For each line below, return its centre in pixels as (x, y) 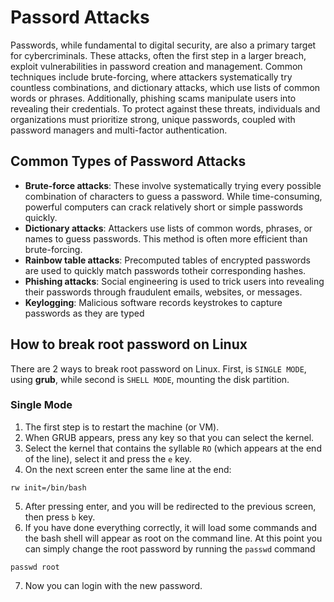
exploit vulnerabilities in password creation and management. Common (156, 66)
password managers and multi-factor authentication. (119, 130)
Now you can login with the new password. (113, 585)
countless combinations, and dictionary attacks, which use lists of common (165, 87)
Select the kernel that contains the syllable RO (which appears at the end (173, 448)
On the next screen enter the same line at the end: (128, 469)
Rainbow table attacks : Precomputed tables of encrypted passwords (167, 260)
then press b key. (60, 517)
